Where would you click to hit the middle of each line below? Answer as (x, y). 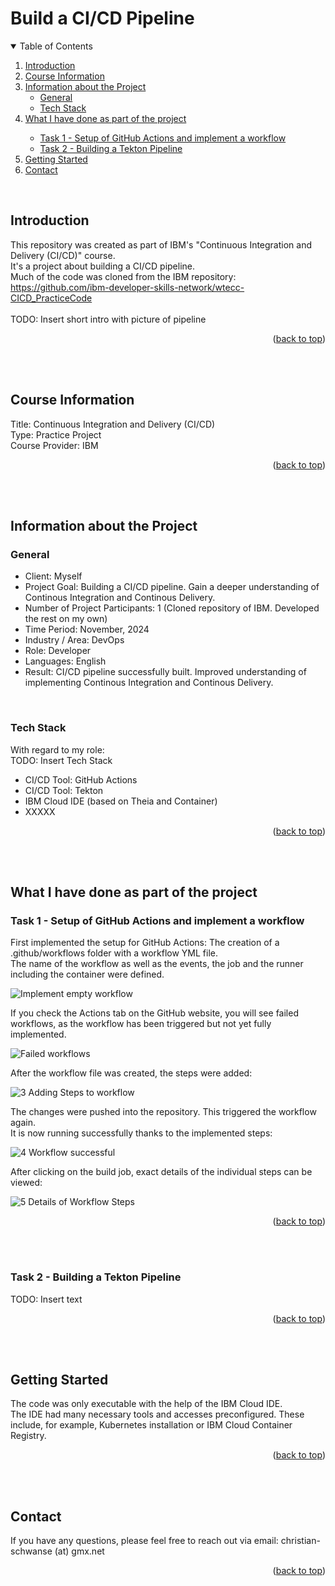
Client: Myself (53, 576)
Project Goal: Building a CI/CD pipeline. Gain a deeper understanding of (172, 587)
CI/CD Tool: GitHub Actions (81, 779)
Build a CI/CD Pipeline (102, 18)
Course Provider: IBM (54, 445)
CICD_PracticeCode (51, 298)
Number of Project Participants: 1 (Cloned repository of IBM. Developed (172, 608)
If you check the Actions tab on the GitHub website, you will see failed (154, 1013)
